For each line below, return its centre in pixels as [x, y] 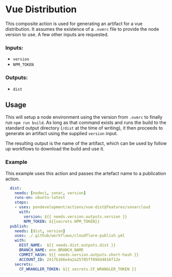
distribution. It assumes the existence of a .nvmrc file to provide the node [82, 29]
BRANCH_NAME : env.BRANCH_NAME [51, 250]
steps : [22, 203]
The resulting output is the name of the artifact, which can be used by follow [86, 143]
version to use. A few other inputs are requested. [57, 34]
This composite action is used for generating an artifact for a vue [74, 24]
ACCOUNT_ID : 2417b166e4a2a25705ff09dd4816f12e [70, 260]
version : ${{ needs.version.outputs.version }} [75, 217]
